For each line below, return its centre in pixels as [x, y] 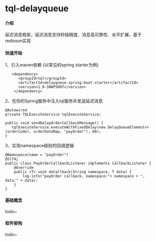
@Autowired [16, 110]
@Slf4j [12, 159]
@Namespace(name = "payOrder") [37, 154]
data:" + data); [21, 180]
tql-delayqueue [37, 9]
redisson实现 [18, 41]
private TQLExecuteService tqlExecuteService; [53, 114]
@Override [24, 167]
